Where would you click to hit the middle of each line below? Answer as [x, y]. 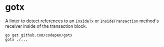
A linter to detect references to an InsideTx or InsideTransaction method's [82, 21]
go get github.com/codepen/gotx [39, 35]
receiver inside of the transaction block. [46, 26]
